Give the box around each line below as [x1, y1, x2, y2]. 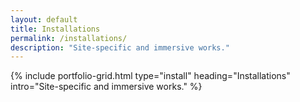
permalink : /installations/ [10, 33, 128, 43]
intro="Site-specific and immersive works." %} [10, 81, 203, 93]
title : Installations [10, 24, 101, 34]
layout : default [10, 14, 78, 25]
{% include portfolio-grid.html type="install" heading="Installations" [10, 70, 291, 82]
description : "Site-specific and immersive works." [10, 42, 230, 53]
